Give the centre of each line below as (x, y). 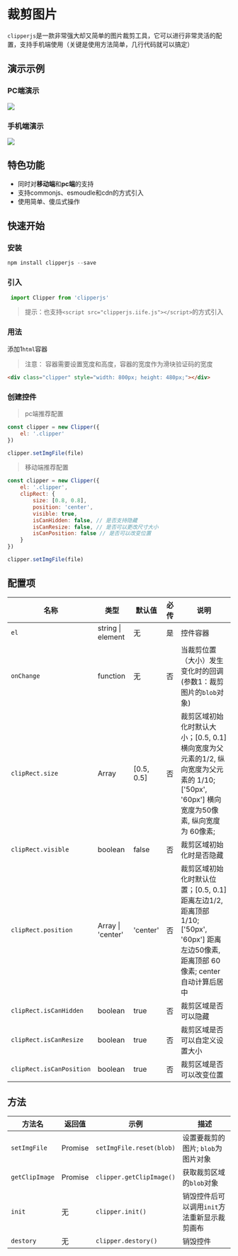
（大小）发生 (202, 660)
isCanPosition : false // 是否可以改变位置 (92, 533)
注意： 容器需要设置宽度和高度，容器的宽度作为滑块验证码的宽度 (119, 364)
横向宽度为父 (202, 748)
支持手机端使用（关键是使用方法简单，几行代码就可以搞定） (106, 44)
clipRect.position (42, 930)
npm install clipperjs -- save (52, 263)
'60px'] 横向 (201, 799)
